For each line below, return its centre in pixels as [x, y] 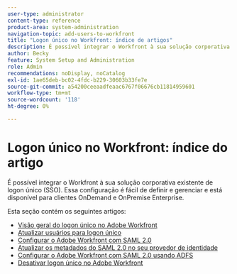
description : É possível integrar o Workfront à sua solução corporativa [119, 47]
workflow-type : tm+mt [39, 93]
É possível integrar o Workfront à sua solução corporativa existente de [110, 182]
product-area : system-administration [63, 27]
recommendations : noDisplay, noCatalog [66, 73]
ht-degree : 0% [28, 106]
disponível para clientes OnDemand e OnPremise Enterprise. [96, 197]
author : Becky [28, 54]
